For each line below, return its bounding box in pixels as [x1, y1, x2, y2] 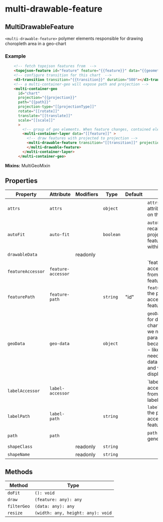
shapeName [7, 452, 30, 458]
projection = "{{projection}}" [17, 95, 77, 100]
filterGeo [7, 504, 30, 509]
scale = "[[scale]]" [17, 118, 55, 123]
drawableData [7, 252, 38, 257]
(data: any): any [34, 504, 75, 509]
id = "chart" [17, 91, 40, 95]
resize [7, 510, 23, 516]
